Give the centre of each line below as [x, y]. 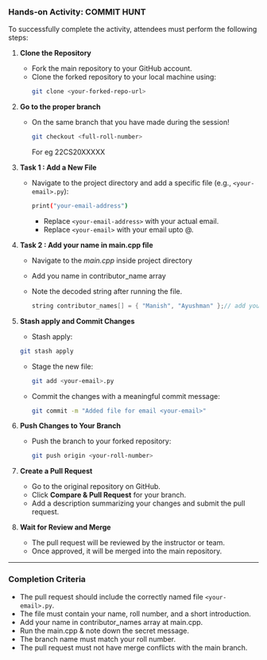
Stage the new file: [62, 366]
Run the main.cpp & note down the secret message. [104, 631]
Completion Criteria [47, 580]
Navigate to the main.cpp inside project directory [112, 260]
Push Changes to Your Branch [70, 426]
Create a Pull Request [56, 471]
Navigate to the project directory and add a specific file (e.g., [132, 183]
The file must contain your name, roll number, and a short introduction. [135, 613]
